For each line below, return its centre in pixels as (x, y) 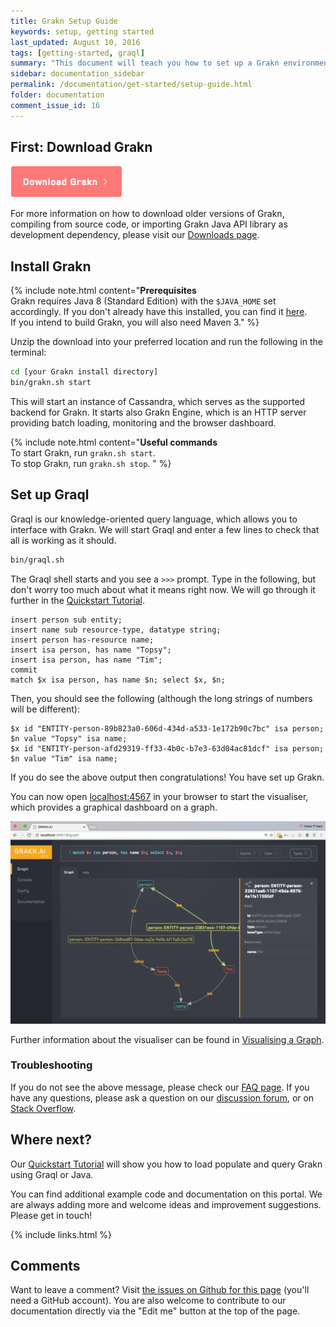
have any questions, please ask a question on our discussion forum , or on (162, 1097)
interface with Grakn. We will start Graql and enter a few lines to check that (165, 529)
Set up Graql (50, 495)
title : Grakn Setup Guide (64, 21)
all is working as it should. (63, 540)
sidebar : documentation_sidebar (77, 74)
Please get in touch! (51, 1215)
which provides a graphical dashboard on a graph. (114, 807)
